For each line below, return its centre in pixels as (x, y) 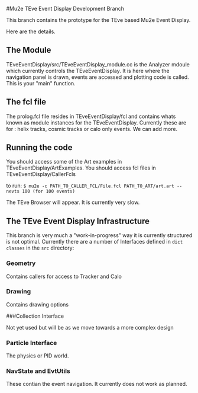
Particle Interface (32, 343)
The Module (29, 50)
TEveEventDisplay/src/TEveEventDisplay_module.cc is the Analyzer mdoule (98, 64)
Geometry (21, 263)
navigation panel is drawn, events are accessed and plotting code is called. (98, 77)
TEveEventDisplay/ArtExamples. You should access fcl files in (81, 168)
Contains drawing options (38, 304)
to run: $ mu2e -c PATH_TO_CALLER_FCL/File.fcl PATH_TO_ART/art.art (90, 186)
